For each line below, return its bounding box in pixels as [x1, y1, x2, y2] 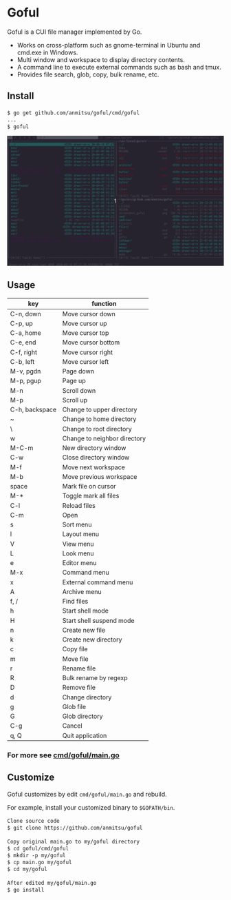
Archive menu [62, 587, 102, 595]
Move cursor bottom [62, 338, 120, 347]
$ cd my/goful [7, 866, 48, 872]
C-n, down [10, 309, 41, 318]
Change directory [62, 693, 112, 701]
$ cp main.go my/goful [7, 859, 72, 866]
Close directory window [62, 453, 130, 462]
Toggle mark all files [62, 491, 120, 500]
